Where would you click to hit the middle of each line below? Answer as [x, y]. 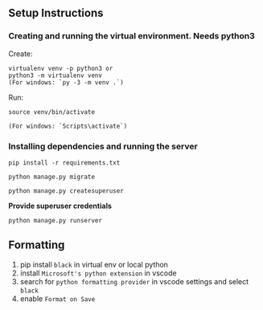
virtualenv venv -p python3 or [61, 68]
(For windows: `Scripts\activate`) [68, 126]
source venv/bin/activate [51, 112]
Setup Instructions [56, 13]
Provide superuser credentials [60, 206]
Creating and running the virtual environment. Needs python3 [132, 36]
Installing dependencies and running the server [103, 146]
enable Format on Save [58, 298]
